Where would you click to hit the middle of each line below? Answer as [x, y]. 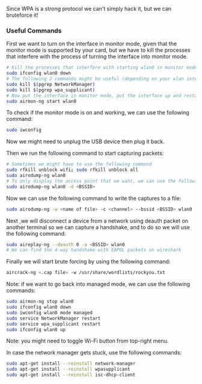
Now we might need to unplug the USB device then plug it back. [86, 141]
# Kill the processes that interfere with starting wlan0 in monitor [95, 68]
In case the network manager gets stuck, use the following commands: [94, 353]
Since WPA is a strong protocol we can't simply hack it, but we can [89, 9]
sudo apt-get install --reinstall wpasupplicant [68, 370]
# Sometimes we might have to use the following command [79, 164]
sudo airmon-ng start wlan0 [41, 101]
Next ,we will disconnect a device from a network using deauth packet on [97, 221]
